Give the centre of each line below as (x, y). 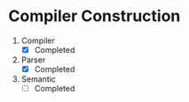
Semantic (39, 79)
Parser (33, 60)
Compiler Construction (94, 16)
